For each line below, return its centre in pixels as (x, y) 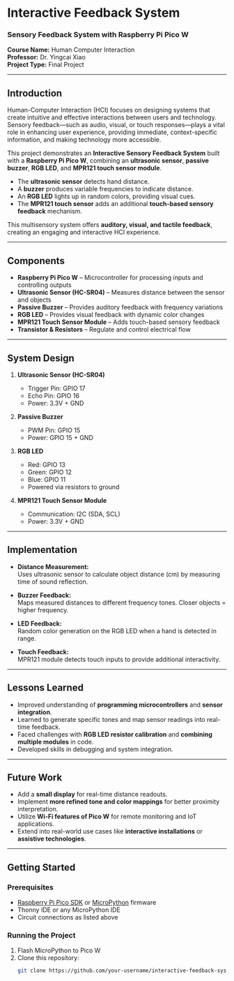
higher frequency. (43, 610)
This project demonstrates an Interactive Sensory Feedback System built (114, 153)
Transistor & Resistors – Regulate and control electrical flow (104, 330)
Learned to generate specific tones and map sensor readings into (111, 719)
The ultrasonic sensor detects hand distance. (83, 182)
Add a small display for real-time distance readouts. (92, 795)
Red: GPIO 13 (47, 464)
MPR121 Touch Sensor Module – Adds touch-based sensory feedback (119, 322)
